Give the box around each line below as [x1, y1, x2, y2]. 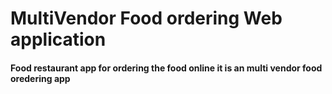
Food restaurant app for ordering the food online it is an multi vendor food [10, 62, 323, 74]
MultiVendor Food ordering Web [10, 7, 283, 30]
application [10, 28, 107, 51]
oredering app [10, 72, 71, 84]
